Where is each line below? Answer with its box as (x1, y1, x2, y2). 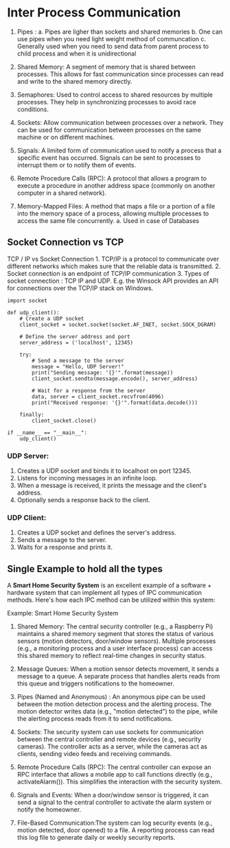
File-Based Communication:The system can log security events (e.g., (16, 818, 213, 827)
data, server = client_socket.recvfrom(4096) (32, 393, 165, 400)
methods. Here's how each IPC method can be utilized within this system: (7, 596, 216, 604)
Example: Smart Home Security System (7, 609, 119, 617)
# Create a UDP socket (19, 315, 84, 322)
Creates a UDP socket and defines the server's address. (16, 528, 176, 537)
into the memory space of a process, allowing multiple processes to (16, 209, 209, 217)
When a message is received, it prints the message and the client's (16, 482, 207, 490)
